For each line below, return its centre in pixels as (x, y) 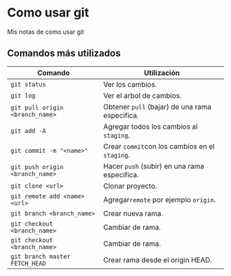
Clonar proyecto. (130, 186)
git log (23, 95)
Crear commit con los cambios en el (159, 146)
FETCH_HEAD (28, 263)
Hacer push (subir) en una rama (154, 166)
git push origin (37, 167)
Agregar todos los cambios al (150, 127)
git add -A (28, 131)
